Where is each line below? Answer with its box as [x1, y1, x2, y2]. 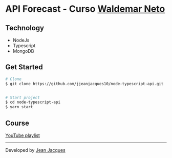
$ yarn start [5, 105, 33, 110]
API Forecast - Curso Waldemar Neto [5, 3, 165, 15]
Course [5, 118, 30, 127]
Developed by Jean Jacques [5, 147, 66, 153]
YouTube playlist [5, 132, 40, 139]
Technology [5, 24, 45, 32]
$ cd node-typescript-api [5, 100, 60, 105]
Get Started [5, 63, 43, 72]
